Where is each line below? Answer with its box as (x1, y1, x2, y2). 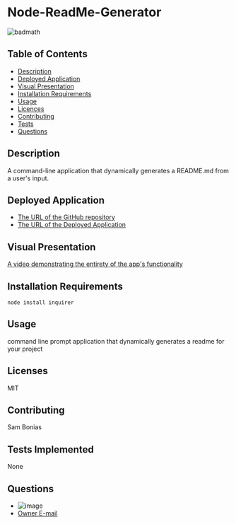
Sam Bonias (7, 423, 42, 431)
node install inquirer (7, 299, 74, 306)
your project (7, 344, 43, 353)
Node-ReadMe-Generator (7, 4, 162, 21)
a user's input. (7, 174, 49, 182)
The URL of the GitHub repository (17, 213, 115, 221)
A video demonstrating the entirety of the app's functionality (7, 260, 184, 269)
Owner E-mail (17, 509, 58, 518)
